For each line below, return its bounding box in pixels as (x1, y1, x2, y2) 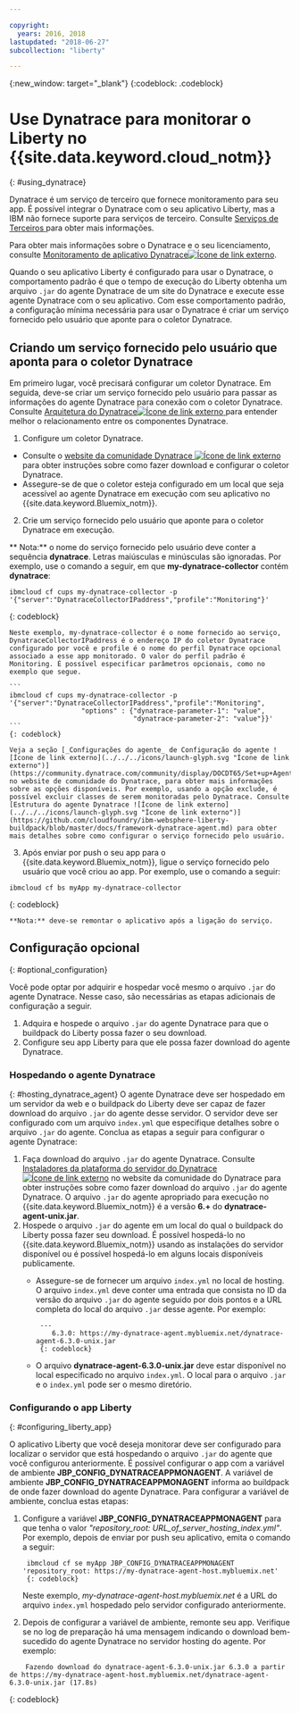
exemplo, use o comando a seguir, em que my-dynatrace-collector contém (9, 561, 288, 572)
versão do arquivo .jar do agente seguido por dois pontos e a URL (35, 1294, 283, 1305)
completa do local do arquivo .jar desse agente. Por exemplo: (35, 1304, 266, 1315)
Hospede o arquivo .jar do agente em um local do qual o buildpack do (21, 1220, 284, 1231)
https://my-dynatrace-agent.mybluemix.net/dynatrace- (79, 1329, 284, 1338)
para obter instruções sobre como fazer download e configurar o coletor (21, 460, 290, 470)
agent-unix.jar (21, 1211, 78, 1222)
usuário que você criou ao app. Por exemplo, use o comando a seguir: (21, 866, 281, 876)
